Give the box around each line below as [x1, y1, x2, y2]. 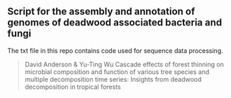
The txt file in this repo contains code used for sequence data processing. [7, 46, 223, 55]
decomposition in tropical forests [24, 82, 121, 91]
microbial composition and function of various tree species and [24, 67, 210, 76]
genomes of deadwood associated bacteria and [7, 17, 222, 29]
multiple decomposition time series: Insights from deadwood [24, 75, 202, 83]
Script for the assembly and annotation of [7, 6, 196, 18]
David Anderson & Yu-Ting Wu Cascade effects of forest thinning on [24, 60, 225, 68]
